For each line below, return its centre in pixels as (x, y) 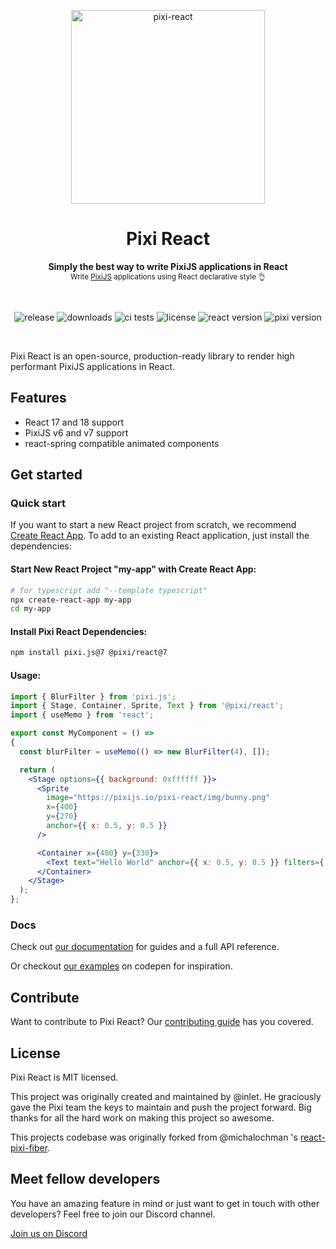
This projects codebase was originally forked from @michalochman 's (154, 1137)
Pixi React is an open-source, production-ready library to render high (152, 356)
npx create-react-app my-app (71, 600)
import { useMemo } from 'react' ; (82, 715)
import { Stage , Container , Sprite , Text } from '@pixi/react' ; (147, 706)
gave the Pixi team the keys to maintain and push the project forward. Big (161, 1107)
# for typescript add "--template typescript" (109, 590)
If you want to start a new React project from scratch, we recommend (153, 525)
